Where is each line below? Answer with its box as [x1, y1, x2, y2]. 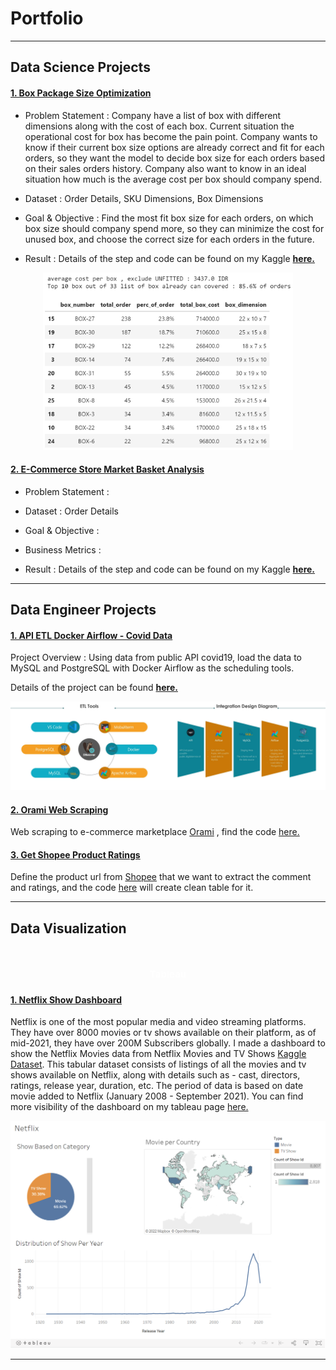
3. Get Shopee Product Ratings [10, 848, 141, 861]
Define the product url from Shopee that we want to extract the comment [10, 871, 312, 883]
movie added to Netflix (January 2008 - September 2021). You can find [10, 1090, 304, 1102]
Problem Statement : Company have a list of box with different [24, 109, 282, 121]
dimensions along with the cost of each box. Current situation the [24, 120, 295, 132]
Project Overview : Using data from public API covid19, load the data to [10, 652, 302, 664]
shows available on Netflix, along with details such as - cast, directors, [10, 1069, 301, 1081]
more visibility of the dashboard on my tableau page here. [10, 1101, 249, 1113]
